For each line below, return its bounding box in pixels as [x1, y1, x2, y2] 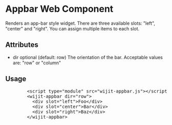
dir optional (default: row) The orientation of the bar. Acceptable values [12, 54, 163, 60]
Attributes [5, 41, 38, 49]
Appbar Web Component [5, 3, 114, 15]
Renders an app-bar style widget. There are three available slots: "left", [5, 20, 155, 26]
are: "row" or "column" [12, 60, 61, 66]
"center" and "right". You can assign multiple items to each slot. [5, 25, 140, 31]
